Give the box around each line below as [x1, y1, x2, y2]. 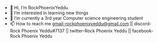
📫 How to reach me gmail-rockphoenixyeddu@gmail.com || [9, 21, 133, 27]
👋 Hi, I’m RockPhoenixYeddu [9, 5, 68, 10]
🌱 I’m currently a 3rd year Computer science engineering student [9, 15, 143, 21]
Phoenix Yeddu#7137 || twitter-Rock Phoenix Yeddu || [21, 28, 131, 34]
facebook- [132, 28, 154, 34]
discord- [134, 21, 152, 27]
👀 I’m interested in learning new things [9, 10, 88, 16]
